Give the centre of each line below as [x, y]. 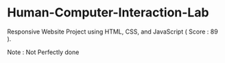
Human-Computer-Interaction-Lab [108, 13]
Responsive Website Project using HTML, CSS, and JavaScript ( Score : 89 [113, 32]
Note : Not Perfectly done [43, 52]
